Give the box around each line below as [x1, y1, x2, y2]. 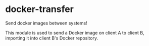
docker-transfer [5, 3, 74, 15]
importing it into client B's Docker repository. [5, 35, 98, 41]
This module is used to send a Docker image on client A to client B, [5, 29, 145, 35]
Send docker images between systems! [5, 20, 87, 26]
